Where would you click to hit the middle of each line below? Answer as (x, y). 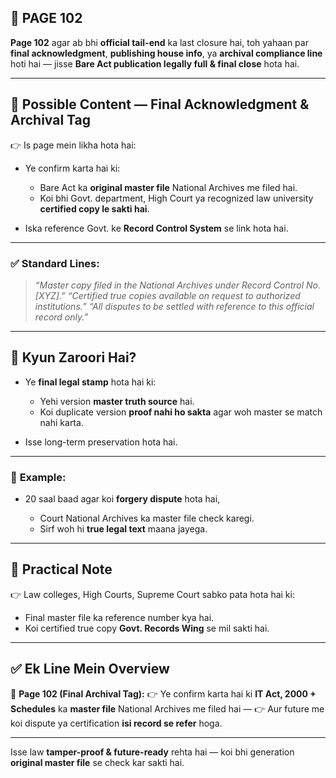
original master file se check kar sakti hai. (97, 762)
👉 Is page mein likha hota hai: (73, 145)
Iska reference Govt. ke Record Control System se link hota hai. (156, 228)
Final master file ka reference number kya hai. (119, 617)
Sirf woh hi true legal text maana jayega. (123, 529)
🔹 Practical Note (61, 569)
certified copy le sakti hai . (94, 208)
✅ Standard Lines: (55, 263)
